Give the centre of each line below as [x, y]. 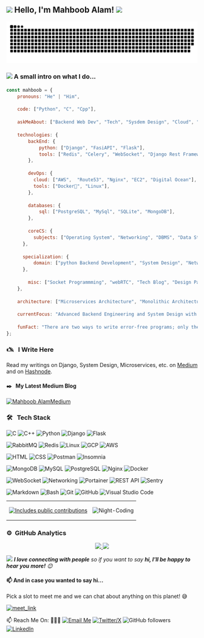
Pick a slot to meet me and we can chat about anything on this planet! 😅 [97, 596]
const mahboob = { [29, 90]
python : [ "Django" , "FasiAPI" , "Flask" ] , [92, 148]
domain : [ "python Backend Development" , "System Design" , [108, 263]
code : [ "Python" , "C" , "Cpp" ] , [57, 109]
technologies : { [38, 135]
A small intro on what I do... [55, 77]
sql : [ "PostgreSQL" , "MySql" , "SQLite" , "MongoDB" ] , [107, 212]
